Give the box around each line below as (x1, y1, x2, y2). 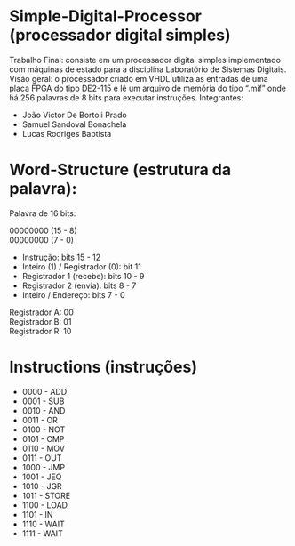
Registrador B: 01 (9, 316, 72, 326)
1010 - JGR (21, 480, 62, 491)
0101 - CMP (21, 433, 65, 444)
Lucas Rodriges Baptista (21, 128, 112, 139)
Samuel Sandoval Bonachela (21, 118, 127, 130)
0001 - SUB (21, 396, 65, 406)
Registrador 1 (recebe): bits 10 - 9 (21, 270, 145, 281)
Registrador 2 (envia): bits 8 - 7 (21, 280, 137, 291)
